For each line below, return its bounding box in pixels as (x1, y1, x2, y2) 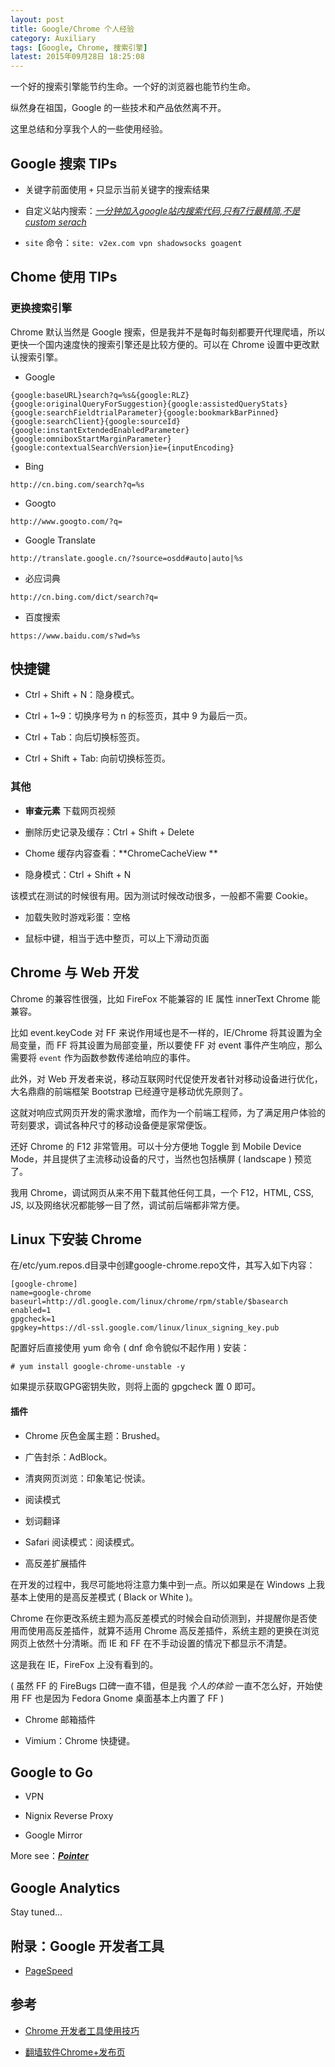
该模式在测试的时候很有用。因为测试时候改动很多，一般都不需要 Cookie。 (10, 889, 314, 901)
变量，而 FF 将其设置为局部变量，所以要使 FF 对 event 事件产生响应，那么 (18, 1039, 323, 1051)
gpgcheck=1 (10, 1314, 56, 1325)
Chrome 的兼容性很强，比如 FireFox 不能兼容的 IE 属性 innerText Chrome (10, 992, 310, 1005)
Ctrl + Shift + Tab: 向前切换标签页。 (24, 752, 172, 765)
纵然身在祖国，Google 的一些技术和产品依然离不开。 (10, 102, 227, 114)
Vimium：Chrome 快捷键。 (24, 1734, 136, 1746)
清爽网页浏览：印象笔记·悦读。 (24, 1472, 151, 1484)
